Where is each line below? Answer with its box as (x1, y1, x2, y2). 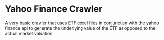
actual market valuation (5, 30, 53, 36)
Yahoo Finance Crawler (5, 3, 103, 15)
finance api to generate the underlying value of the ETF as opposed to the (5, 25, 156, 31)
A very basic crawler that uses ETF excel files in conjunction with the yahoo (5, 20, 159, 26)
